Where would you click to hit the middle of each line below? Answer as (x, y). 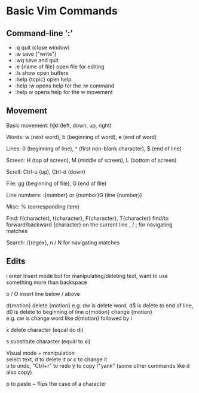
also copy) (19, 372)
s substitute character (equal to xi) (48, 341)
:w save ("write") (36, 54)
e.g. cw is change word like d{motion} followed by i (69, 318)
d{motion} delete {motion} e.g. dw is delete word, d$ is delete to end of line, (100, 305)
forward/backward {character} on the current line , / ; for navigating (89, 224)
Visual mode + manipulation (40, 353)
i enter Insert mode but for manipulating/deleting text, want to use (87, 276)
